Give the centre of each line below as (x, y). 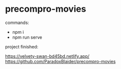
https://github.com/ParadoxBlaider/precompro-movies (60, 61)
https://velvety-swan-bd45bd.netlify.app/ (47, 56)
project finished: (22, 46)
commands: (17, 23)
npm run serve (27, 37)
